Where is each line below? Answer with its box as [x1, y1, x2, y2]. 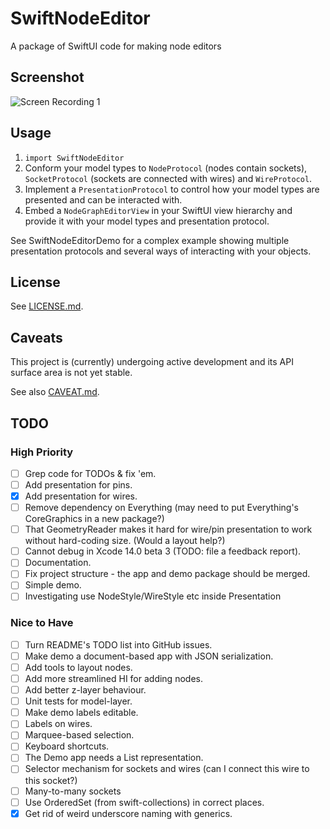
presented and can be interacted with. [24, 193, 183, 206]
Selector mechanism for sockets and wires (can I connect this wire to [24, 763, 310, 775]
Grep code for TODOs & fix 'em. [24, 467, 157, 479]
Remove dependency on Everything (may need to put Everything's [24, 502, 299, 514]
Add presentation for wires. [24, 490, 138, 502]
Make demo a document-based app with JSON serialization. [24, 650, 274, 662]
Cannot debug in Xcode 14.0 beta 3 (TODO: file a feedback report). [24, 545, 302, 557]
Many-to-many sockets [24, 785, 122, 797]
